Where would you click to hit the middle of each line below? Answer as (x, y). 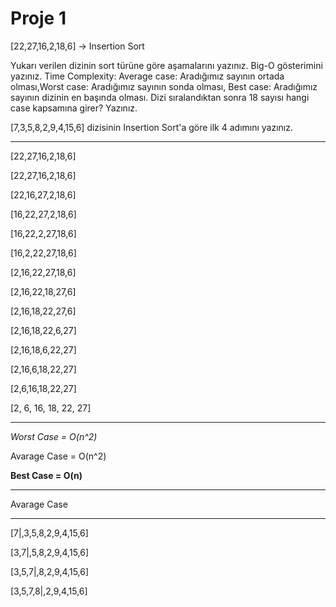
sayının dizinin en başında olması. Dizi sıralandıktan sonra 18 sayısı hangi (160, 97)
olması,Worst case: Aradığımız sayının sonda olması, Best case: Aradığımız (164, 86)
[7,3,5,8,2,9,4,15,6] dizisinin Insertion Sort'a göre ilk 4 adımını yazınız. (152, 127)
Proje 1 (38, 18)
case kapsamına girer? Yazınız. (74, 108)
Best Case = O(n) (46, 475)
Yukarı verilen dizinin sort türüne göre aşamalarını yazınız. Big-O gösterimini (166, 65)
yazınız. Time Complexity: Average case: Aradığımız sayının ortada (147, 76)
